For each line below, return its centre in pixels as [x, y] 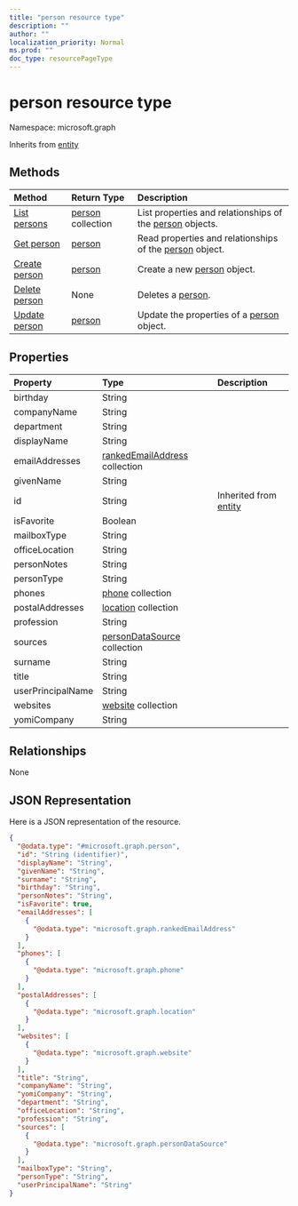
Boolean [119, 521]
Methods [35, 173]
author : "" [29, 34]
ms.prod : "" [31, 51]
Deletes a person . [174, 294]
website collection [140, 705]
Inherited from [247, 495]
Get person [37, 244]
